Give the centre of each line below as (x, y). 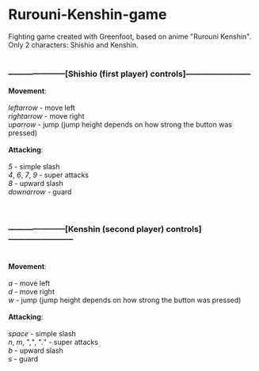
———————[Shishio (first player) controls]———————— (129, 74)
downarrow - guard (40, 192)
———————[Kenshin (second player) (86, 229)
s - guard (23, 358)
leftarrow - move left (42, 108)
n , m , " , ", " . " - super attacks (53, 342)
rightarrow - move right (46, 116)
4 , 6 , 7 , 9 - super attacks (49, 175)
